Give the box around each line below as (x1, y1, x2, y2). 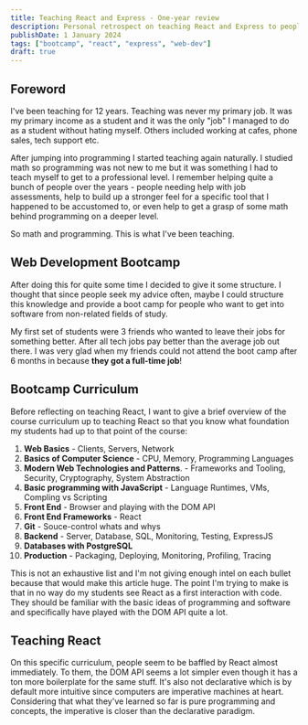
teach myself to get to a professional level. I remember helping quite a (10, 171, 273, 183)
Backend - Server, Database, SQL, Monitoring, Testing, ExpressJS (23, 530, 273, 541)
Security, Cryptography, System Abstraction (23, 472, 190, 483)
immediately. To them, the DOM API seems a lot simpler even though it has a (10, 666, 298, 677)
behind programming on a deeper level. (10, 210, 159, 221)
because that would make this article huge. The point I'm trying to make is (10, 577, 289, 588)
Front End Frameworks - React (23, 511, 142, 522)
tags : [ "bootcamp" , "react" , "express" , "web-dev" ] (10, 38, 211, 48)
